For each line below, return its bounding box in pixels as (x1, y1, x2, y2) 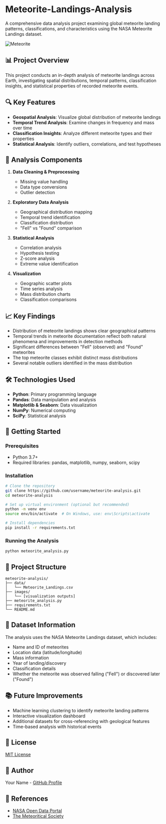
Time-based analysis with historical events (12, 723, 102, 729)
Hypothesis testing (20, 250, 60, 256)
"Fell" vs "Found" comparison (20, 225, 82, 231)
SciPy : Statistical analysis (12, 413, 67, 419)
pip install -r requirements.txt (5, 525, 76, 530)
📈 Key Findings (5, 312, 56, 321)
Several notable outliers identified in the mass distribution (12, 360, 133, 366)
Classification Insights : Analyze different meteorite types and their (12, 130, 152, 136)
